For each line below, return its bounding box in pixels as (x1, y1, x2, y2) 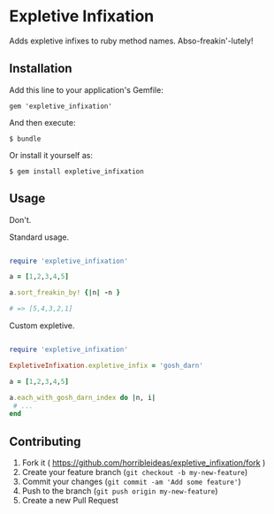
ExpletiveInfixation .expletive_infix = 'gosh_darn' (9, 361, 203, 370)
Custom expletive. (9, 320, 75, 331)
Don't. (9, 214, 32, 225)
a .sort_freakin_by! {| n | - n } (9, 288, 121, 297)
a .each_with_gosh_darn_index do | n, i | (9, 393, 156, 402)
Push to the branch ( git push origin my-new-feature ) (21, 486, 218, 496)
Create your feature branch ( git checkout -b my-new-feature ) (21, 467, 248, 478)
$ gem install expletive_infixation (9, 166, 144, 176)
